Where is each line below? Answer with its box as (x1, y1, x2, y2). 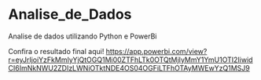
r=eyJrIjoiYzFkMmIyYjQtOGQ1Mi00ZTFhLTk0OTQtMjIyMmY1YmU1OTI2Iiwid (8, 55, 253, 64)
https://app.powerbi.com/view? (105, 46, 208, 56)
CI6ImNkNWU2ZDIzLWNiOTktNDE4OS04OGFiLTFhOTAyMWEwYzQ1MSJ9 (8, 63, 250, 72)
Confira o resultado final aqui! (8, 46, 105, 56)
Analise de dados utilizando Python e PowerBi (8, 31, 157, 41)
